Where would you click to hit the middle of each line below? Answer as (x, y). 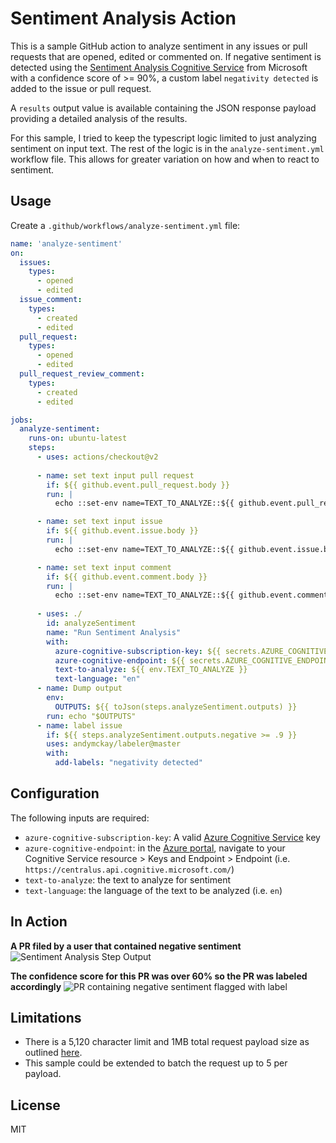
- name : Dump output (79, 688)
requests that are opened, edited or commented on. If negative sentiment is (166, 56)
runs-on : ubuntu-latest (78, 438)
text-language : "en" (97, 679)
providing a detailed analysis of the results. (99, 118)
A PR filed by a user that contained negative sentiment (126, 946)
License (35, 1105)
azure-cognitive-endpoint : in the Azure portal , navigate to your (155, 848)
